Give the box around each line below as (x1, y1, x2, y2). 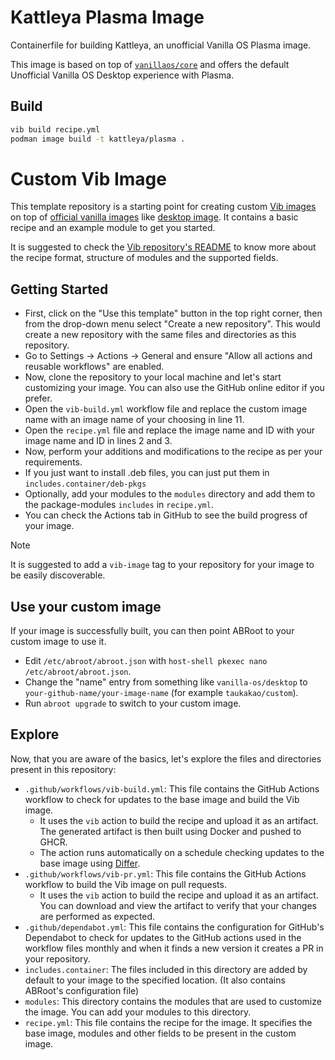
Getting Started (10, 281, 109, 298)
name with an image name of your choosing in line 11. (24, 414, 245, 426)
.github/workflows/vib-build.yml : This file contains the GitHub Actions (24, 782, 320, 795)
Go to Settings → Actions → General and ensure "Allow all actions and (24, 350, 313, 362)
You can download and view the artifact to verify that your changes (39, 899, 317, 911)
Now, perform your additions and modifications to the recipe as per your (24, 446, 323, 458)
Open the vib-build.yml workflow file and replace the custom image (24, 403, 308, 415)
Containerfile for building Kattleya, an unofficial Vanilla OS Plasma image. (10, 39, 312, 51)
